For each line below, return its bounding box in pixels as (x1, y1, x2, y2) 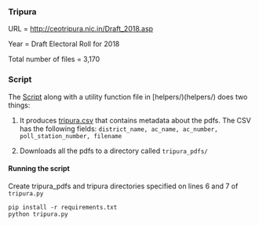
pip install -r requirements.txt (8, 203, 118, 211)
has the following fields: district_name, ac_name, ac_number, (19, 124, 218, 133)
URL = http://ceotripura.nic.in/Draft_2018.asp (8, 24, 154, 34)
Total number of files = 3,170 (8, 54, 100, 64)
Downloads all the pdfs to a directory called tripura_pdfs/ (19, 146, 208, 155)
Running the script (8, 164, 71, 173)
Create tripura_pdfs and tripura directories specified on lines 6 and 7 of (8, 181, 239, 191)
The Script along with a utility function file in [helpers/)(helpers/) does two (8, 92, 248, 101)
